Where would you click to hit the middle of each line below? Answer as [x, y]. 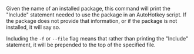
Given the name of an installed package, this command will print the [88, 9]
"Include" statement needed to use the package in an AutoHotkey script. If [96, 15]
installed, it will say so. [33, 27]
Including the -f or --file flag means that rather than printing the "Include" [97, 38]
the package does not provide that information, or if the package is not [92, 21]
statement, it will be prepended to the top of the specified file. [81, 45]
